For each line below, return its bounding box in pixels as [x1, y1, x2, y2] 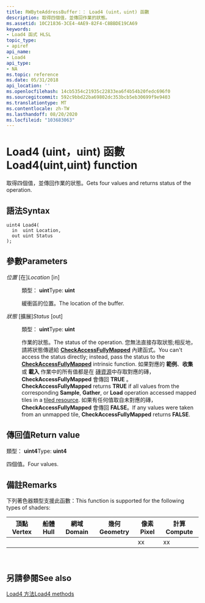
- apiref [6, 43, 29, 49]
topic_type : [6, 37, 37, 43]
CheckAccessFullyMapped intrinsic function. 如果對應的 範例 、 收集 [21, 360, 193, 367]
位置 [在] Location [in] [6, 273, 60, 281]
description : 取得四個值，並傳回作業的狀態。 [6, 15, 110, 21]
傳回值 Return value [6, 430, 81, 440]
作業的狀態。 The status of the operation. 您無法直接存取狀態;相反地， [21, 338, 196, 346]
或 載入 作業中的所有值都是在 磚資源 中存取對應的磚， [21, 368, 154, 375]
